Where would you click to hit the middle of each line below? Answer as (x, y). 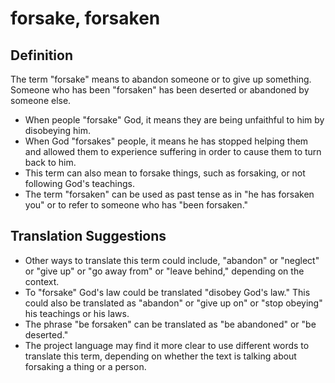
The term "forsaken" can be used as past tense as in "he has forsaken (169, 194)
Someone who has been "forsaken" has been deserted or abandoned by (160, 90)
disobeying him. (58, 130)
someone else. (41, 100)
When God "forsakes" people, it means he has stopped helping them (166, 141)
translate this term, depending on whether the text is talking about (160, 356)
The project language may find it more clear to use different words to (167, 345)
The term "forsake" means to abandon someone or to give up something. (161, 79)
